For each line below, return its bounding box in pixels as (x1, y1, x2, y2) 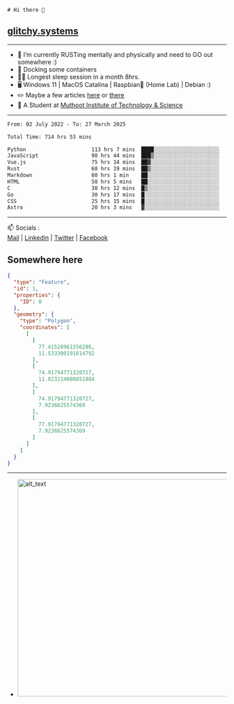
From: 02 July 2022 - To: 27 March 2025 (7, 120, 127, 128)
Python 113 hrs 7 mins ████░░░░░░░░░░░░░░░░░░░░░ (7, 146, 219, 153)
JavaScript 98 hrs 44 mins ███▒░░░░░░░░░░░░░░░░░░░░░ (7, 152, 219, 159)
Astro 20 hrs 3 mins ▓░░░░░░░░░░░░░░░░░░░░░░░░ (7, 204, 219, 211)
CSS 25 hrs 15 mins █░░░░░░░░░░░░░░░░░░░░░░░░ (7, 198, 219, 205)
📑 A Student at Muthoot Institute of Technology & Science (17, 101, 183, 109)
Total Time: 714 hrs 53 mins (7, 133, 92, 141)
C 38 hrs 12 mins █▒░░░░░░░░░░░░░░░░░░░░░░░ (7, 184, 219, 191)
